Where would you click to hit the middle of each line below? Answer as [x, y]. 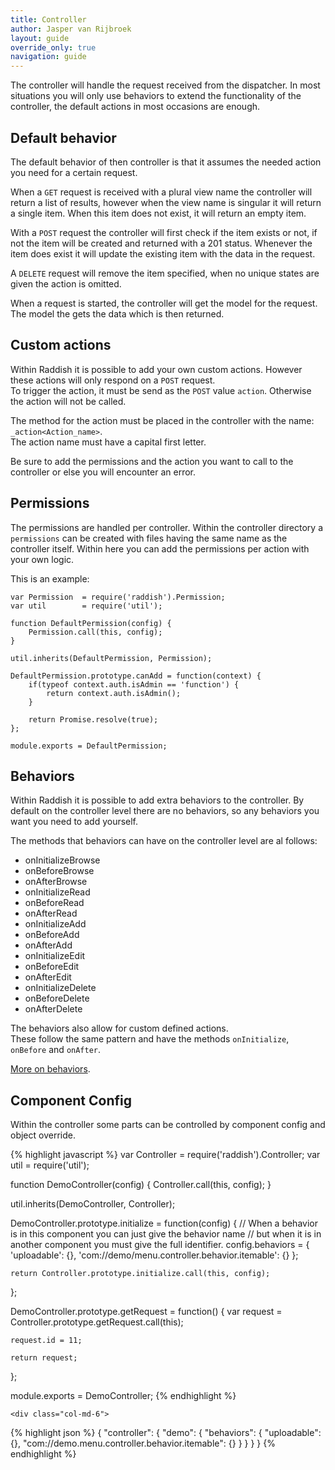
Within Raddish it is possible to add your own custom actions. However [156, 369]
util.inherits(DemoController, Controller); [93, 1204]
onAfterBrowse [56, 882]
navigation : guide [48, 57]
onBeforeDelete [57, 998]
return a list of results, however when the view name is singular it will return [166, 202]
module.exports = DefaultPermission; [89, 746]
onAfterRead [51, 913]
